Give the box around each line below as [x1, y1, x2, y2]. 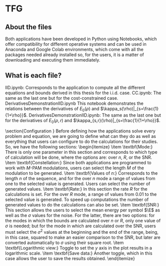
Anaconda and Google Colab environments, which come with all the [5, 47, 144, 52]
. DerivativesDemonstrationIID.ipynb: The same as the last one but [26, 112, 161, 118]
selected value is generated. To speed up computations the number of [5, 197, 149, 202]
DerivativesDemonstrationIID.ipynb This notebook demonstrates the [5, 100, 144, 106]
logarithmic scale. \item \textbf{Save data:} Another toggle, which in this [5, 250, 153, 256]
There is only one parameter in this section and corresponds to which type [5, 149, 158, 155]
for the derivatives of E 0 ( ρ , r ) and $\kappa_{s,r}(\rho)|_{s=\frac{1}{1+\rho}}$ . [5, 117, 161, 125]
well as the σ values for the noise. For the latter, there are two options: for [5, 212, 155, 218]
